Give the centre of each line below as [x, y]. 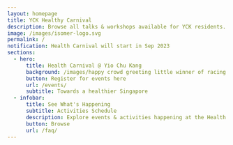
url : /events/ [46, 85]
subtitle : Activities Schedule [71, 111]
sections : [22, 53]
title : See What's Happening [68, 105]
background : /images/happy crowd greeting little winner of [115, 72]
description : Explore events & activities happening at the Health [126, 117]
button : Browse [48, 124]
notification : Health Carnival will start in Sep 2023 [89, 46]
